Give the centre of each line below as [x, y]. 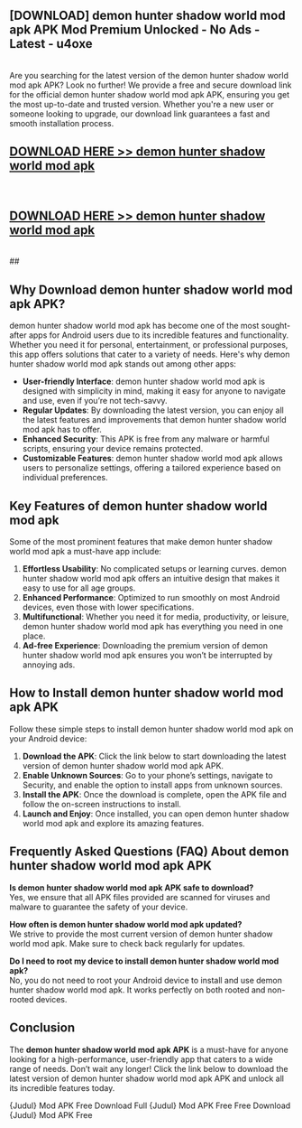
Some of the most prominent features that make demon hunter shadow [141, 542]
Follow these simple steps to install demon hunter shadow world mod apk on [151, 729]
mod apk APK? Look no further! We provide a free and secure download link [151, 85]
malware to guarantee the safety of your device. [99, 907]
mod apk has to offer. [62, 430]
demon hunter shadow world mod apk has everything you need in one [153, 627]
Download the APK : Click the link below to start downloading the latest [154, 756]
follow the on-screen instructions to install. [102, 804]
